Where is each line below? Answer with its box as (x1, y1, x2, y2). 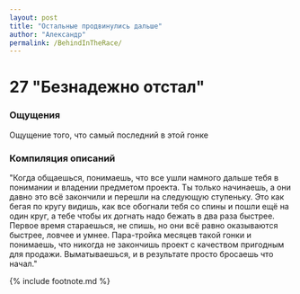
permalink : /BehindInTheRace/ (9, 38, 123, 48)
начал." (9, 258, 38, 270)
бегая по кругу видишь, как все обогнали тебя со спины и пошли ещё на (9, 201, 289, 212)
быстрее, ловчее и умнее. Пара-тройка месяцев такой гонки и (9, 230, 251, 241)
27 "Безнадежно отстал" (9, 77, 205, 97)
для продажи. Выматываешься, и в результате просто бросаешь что (9, 249, 274, 260)
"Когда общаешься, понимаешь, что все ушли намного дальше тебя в (9, 173, 279, 183)
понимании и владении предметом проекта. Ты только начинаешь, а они (9, 182, 292, 193)
